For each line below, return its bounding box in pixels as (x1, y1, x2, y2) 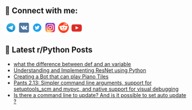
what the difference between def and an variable (13, 60, 132, 67)
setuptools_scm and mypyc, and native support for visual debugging (13, 85, 179, 92)
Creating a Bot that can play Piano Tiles (13, 73, 109, 80)
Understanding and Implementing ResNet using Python (13, 67, 146, 74)
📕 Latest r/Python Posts (5, 45, 93, 55)
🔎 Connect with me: (5, 6, 78, 16)
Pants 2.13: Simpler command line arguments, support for (13, 79, 152, 86)
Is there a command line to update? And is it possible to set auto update (13, 91, 187, 98)
